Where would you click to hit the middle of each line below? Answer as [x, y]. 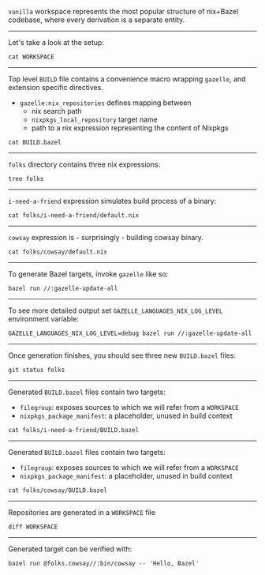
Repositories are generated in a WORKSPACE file [82, 512]
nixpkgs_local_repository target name [94, 119]
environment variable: [43, 319]
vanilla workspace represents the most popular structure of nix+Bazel [123, 11]
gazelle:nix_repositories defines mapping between [105, 103]
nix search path [57, 111]
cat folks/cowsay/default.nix [58, 252]
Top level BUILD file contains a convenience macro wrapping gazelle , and [127, 79]
